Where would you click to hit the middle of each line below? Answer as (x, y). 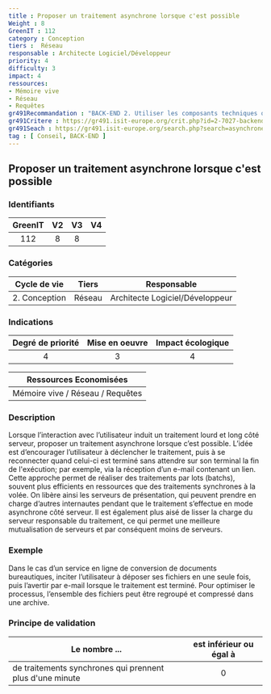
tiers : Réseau (35, 46)
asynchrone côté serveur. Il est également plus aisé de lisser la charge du (131, 512)
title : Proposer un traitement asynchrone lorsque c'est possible (124, 16)
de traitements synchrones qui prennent (88, 667)
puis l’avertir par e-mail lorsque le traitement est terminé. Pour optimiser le (132, 585)
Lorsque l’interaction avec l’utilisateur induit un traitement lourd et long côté (134, 435)
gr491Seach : (30, 128)
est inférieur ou (223, 644)
